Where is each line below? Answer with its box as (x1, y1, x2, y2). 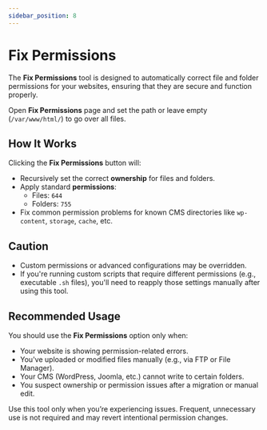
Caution (8, 239, 50, 253)
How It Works (8, 137, 78, 151)
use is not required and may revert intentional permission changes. (8, 413, 229, 422)
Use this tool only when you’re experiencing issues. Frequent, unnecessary (8, 404, 256, 413)
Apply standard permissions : (19, 182, 118, 192)
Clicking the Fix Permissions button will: (8, 158, 141, 168)
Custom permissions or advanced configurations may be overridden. (19, 261, 247, 271)
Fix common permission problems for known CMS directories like (19, 207, 236, 217)
